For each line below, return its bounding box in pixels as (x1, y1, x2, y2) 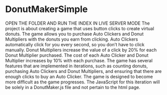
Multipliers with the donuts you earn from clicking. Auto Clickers (5, 36, 138, 42)
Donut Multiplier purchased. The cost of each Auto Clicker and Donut (5, 52, 149, 58)
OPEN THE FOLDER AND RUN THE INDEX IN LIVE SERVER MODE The (5, 20, 150, 26)
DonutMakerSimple (5, 4, 88, 15)
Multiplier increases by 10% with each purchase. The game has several (5, 57, 153, 63)
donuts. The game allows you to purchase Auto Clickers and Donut (5, 31, 144, 37)
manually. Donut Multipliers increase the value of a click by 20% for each (5, 47, 157, 53)
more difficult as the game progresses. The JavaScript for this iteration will (5, 79, 160, 85)
